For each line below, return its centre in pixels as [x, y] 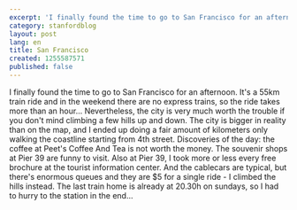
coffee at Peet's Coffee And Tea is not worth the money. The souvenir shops [148, 148]
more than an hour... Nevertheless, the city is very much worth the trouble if [147, 111]
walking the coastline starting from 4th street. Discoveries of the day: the [142, 139]
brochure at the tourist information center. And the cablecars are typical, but [148, 167]
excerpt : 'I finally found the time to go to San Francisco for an [136, 17]
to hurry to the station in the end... [71, 195]
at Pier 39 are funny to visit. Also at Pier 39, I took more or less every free [143, 158]
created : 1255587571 [47, 58]
